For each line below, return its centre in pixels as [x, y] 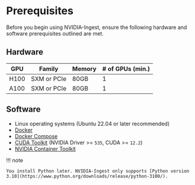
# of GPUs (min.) [126, 69]
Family [49, 69]
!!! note [15, 160]
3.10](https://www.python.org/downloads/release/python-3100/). [87, 176]
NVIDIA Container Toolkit [45, 148]
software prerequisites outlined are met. [55, 33]
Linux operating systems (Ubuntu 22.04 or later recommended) [92, 124]
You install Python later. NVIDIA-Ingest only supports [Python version [98, 171]
